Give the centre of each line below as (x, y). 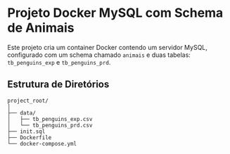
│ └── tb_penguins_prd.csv (50, 125)
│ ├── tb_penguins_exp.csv (50, 119)
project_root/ (28, 101)
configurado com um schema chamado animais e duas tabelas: (99, 55)
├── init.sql (26, 131)
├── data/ (22, 113)
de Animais (41, 28)
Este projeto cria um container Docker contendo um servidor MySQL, (107, 47)
